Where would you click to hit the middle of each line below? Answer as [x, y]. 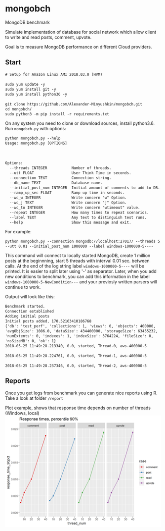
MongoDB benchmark [28, 22]
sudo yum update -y [25, 84]
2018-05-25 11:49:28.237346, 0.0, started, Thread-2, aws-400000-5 [76, 366]
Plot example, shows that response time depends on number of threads [78, 408]
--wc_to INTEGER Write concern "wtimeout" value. [75, 208]
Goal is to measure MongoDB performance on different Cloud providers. [79, 47]
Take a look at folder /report [34, 398]
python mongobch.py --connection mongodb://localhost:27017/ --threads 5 [83, 241]
